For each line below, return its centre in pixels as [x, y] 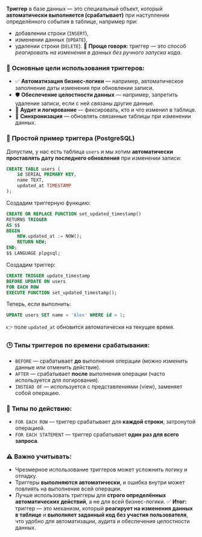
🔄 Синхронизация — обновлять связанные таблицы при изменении [103, 116]
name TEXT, [31, 180]
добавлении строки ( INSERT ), [52, 33]
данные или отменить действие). [58, 367]
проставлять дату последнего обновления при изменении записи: [94, 158]
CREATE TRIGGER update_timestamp [48, 276]
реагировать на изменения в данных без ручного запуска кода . [98, 52]
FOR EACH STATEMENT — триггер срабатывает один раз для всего [97, 434]
